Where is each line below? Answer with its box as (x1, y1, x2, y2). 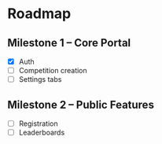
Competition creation (18, 66, 87, 76)
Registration (18, 119, 58, 128)
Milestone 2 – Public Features (7, 98, 155, 111)
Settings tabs (18, 75, 62, 84)
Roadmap (7, 5, 72, 23)
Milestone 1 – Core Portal (7, 36, 131, 50)
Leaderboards (18, 127, 65, 138)
